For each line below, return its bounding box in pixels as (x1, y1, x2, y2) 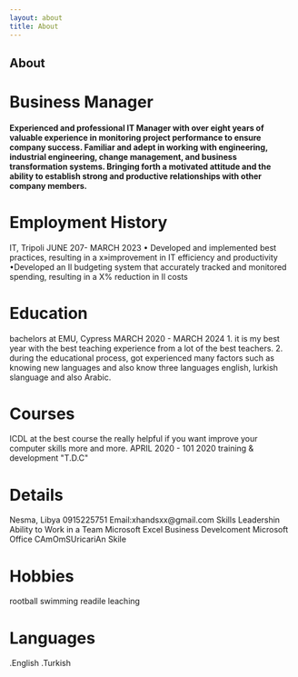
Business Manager (9, 92, 154, 113)
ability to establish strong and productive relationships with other (9, 170, 262, 182)
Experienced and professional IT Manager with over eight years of (9, 122, 264, 133)
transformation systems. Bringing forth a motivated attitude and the (9, 161, 272, 172)
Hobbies (9, 565, 74, 586)
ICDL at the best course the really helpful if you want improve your (9, 433, 258, 444)
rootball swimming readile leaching (9, 596, 141, 607)
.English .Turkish (9, 658, 71, 669)
